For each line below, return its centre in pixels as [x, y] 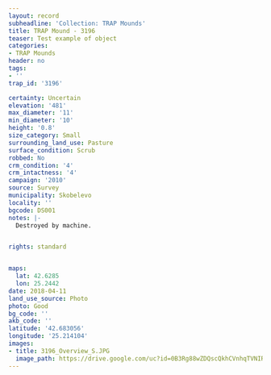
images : [21, 344]
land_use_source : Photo [48, 298]
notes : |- [25, 218]
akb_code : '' [30, 321]
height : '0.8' [32, 128]
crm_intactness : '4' [43, 173]
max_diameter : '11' [41, 113]
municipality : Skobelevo [50, 195]
